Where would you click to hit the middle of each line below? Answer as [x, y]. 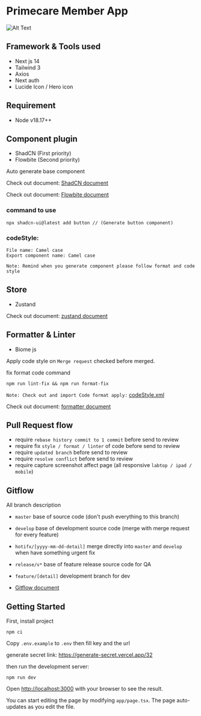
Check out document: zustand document [57, 316]
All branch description [34, 505]
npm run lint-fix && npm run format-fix [58, 384]
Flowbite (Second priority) [47, 160]
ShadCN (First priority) [43, 153]
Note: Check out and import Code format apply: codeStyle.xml [85, 394]
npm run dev [21, 678]
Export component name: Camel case [51, 255]
